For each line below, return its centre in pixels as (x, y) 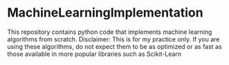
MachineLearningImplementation (105, 13)
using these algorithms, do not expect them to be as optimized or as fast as (115, 46)
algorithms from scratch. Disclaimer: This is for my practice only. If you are (113, 39)
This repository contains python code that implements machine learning (110, 32)
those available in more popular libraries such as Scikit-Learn (94, 54)
